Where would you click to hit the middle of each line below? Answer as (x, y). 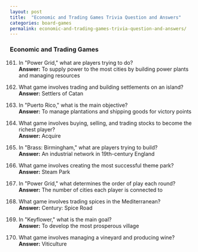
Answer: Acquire (40, 136)
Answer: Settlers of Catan (51, 93)
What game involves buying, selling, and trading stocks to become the (105, 123)
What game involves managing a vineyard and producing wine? (97, 237)
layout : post (26, 12)
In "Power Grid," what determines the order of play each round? (97, 183)
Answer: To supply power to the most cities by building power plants (103, 69)
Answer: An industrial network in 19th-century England (86, 154)
